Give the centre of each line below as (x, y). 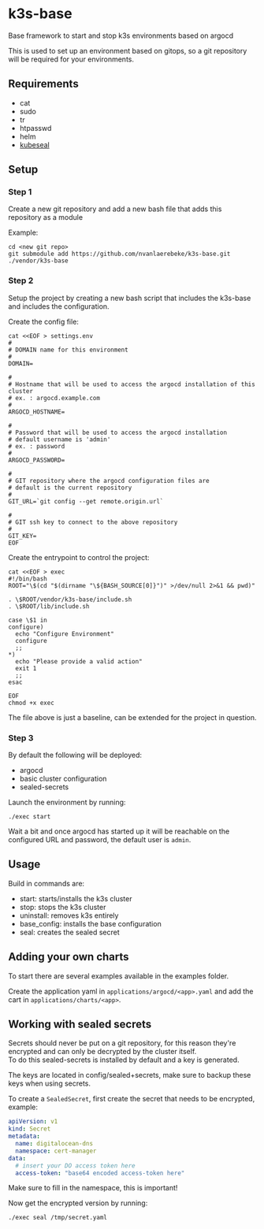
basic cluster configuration (63, 779)
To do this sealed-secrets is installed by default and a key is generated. (124, 1060)
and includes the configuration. (59, 306)
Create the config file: (43, 321)
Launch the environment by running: (67, 802)
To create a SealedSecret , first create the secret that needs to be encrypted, (132, 1099)
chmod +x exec (32, 703)
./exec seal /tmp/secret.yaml (58, 1218)
